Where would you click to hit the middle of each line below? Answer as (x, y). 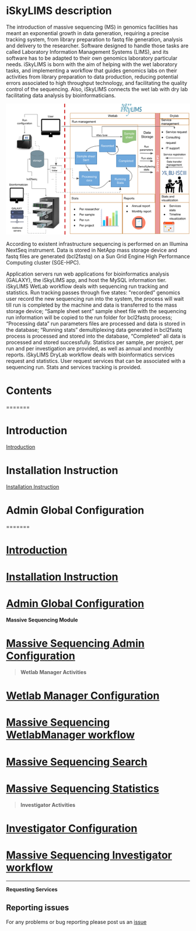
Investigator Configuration (72, 828)
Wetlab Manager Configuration (83, 696)
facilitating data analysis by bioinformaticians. (61, 95)
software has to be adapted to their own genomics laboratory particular (92, 58)
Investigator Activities (48, 805)
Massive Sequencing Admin (75, 643)
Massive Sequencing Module (42, 620)
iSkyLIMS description (59, 11)
